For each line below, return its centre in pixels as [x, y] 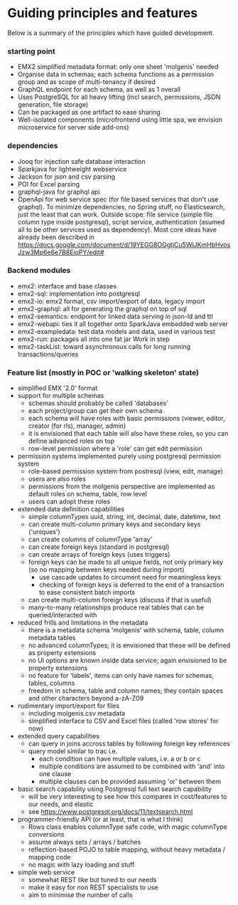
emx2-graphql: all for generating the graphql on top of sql [102, 308]
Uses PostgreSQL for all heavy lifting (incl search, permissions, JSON [119, 97]
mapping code [49, 857]
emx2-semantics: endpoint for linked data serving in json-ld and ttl [115, 316]
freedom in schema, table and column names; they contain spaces [126, 691]
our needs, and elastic [61, 804]
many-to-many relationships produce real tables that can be [116, 607]
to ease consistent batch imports [87, 592]
